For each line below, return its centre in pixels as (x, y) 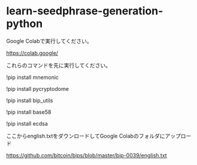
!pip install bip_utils (30, 100)
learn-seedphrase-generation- (85, 11)
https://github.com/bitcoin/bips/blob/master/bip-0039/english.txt (87, 155)
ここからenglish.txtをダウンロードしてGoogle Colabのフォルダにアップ (93, 136)
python (25, 24)
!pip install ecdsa (27, 123)
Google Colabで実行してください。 (49, 41)
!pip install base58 (29, 112)
